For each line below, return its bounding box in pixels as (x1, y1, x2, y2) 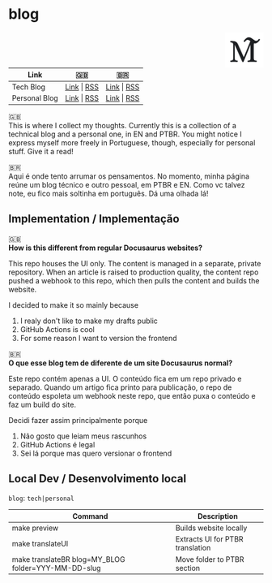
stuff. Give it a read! (8, 146, 74, 156)
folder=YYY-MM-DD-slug (11, 563, 101, 572)
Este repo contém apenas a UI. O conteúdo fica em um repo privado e (8, 374, 242, 383)
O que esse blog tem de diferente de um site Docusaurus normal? (8, 358, 233, 368)
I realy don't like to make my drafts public (19, 316, 158, 326)
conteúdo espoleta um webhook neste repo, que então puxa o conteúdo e (8, 391, 257, 400)
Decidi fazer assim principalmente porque (8, 415, 148, 425)
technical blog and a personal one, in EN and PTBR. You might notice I (8, 129, 243, 139)
